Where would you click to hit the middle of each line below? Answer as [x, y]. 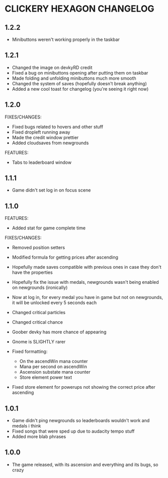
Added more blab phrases [39, 437]
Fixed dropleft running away [41, 132]
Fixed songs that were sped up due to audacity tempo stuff [73, 431]
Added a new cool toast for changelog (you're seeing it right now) [80, 89]
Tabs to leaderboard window [41, 162]
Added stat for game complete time [49, 228]
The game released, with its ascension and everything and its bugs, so [85, 464]
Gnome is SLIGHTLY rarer [39, 342]
